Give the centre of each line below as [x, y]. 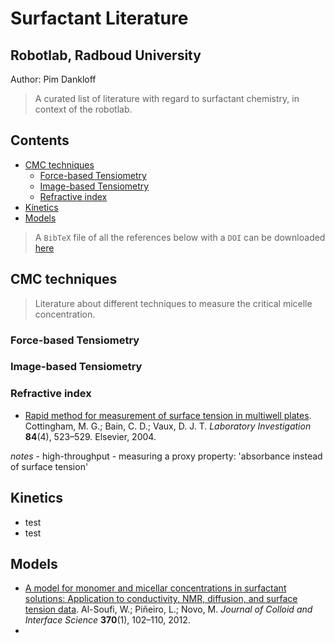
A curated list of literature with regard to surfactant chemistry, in [167, 98]
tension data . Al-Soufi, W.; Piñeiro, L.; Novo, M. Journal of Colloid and [168, 609]
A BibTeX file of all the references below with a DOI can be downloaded [180, 237]
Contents [40, 140]
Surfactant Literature [99, 18]
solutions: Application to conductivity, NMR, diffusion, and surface [161, 599]
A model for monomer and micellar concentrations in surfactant [155, 588]
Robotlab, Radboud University [106, 55]
